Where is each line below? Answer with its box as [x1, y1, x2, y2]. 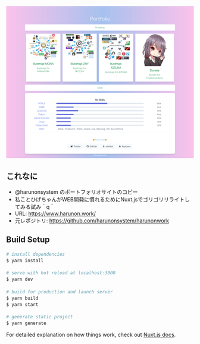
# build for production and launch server [6, 289, 113, 295]
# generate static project [6, 314, 73, 320]
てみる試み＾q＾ [14, 203, 55, 210]
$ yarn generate [6, 320, 46, 327]
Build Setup [6, 235, 50, 245]
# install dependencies [6, 251, 65, 257]
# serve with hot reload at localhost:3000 [6, 270, 116, 276]
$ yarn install [6, 258, 44, 264]
